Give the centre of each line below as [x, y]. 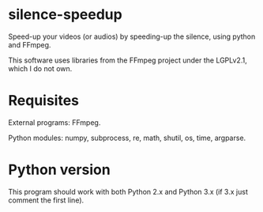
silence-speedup [65, 15]
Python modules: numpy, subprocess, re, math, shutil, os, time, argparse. [127, 138]
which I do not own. [40, 68]
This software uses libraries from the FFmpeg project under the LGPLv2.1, [128, 60]
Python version [59, 170]
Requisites [44, 101]
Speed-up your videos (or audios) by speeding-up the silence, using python [132, 36]
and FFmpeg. [30, 44]
